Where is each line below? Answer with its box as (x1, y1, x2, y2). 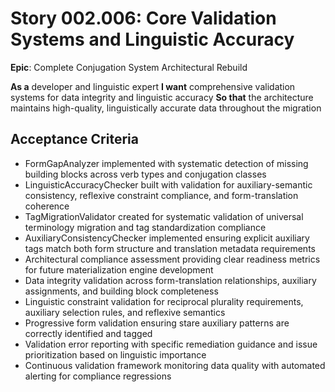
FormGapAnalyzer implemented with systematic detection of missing (24, 157, 309, 169)
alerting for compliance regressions (24, 370, 172, 382)
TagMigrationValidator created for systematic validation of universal (24, 210, 304, 222)
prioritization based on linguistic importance (24, 348, 207, 361)
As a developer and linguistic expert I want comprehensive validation (10, 80, 296, 92)
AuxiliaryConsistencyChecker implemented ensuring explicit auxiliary (24, 232, 310, 244)
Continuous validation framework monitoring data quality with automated (24, 359, 326, 371)
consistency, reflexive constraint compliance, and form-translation (24, 189, 299, 201)
